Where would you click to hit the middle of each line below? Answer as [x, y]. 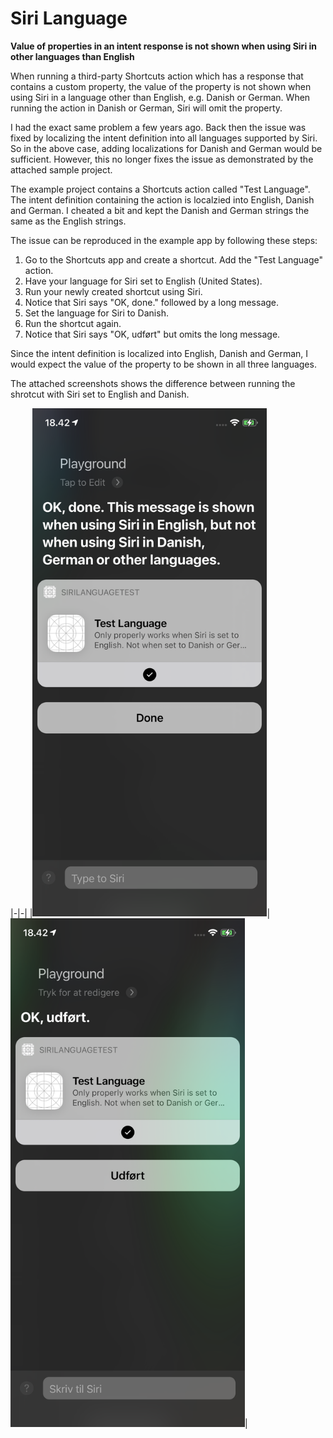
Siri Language [69, 18]
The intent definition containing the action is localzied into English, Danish [162, 199]
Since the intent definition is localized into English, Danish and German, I [159, 353]
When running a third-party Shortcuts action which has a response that [157, 76]
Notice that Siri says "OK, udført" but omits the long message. [152, 334]
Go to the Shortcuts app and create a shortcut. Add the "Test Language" [173, 259]
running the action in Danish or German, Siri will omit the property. [146, 108]
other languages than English [72, 56]
